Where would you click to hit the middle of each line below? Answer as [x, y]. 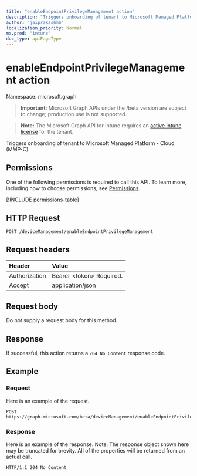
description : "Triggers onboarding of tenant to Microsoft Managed [90, 17]
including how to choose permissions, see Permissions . [73, 188]
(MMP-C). [18, 149]
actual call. [19, 457]
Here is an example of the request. [48, 401]
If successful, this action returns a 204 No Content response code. [86, 353]
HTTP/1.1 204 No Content [36, 467]
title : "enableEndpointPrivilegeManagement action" [70, 11]
